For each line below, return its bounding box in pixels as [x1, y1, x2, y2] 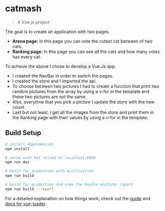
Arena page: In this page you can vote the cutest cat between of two [12, 38, 153, 44]
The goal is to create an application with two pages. [5, 28, 110, 34]
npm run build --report [5, 186, 54, 191]
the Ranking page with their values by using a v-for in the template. [12, 114, 149, 120]
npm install [5, 146, 30, 151]
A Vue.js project [17, 19, 50, 25]
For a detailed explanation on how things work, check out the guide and [5, 195, 151, 201]
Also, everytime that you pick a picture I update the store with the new [12, 99, 155, 105]
